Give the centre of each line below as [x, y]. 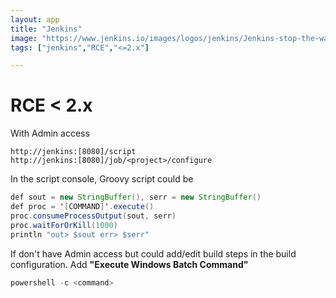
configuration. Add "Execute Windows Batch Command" [129, 264]
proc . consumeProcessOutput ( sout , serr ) [93, 216]
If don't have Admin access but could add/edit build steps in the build [153, 253]
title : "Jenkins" [46, 29]
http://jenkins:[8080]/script [73, 152]
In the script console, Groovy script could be [102, 179]
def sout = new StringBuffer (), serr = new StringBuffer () [136, 197]
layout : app [35, 19]
